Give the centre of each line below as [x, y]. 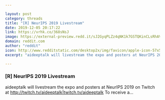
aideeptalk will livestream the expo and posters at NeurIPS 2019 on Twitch [80, 87]
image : [12, 37]
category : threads [24, 18]
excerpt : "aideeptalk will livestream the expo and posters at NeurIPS [80, 55]
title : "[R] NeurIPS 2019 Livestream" [45, 23]
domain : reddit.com [25, 41]
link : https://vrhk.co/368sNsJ [37, 32]
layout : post [18, 14]
